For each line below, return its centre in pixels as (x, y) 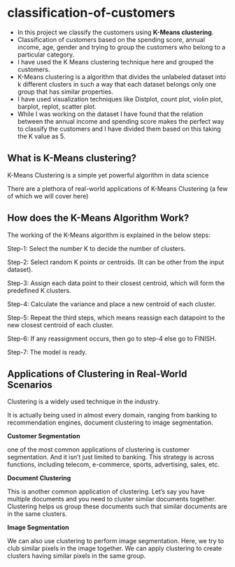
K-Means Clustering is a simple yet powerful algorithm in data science (108, 175)
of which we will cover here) (48, 196)
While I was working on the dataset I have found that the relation (110, 114)
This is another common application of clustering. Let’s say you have (106, 491)
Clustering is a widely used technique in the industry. (84, 402)
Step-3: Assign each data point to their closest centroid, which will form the (116, 283)
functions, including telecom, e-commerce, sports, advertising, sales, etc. (114, 465)
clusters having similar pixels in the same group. (77, 556)
